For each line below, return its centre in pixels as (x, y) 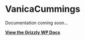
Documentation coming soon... (37, 23)
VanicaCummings (43, 9)
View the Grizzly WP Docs (33, 32)
